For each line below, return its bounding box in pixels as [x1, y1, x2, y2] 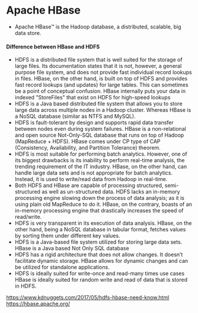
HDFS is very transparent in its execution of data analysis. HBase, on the [14, 220, 192, 227]
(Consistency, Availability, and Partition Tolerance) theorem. [14, 144, 161, 151]
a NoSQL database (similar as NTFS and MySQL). [14, 113, 136, 120]
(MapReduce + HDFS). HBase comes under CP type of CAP [14, 138, 161, 145]
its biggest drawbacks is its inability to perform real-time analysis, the [14, 157, 185, 164]
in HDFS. [14, 282, 37, 290]
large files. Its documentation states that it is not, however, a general [14, 63, 182, 70]
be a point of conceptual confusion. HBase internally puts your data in [14, 88, 186, 95]
